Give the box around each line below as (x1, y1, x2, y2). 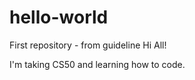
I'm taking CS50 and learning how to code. (9, 58, 186, 70)
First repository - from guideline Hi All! (9, 39, 167, 51)
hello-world (9, 6, 109, 29)
